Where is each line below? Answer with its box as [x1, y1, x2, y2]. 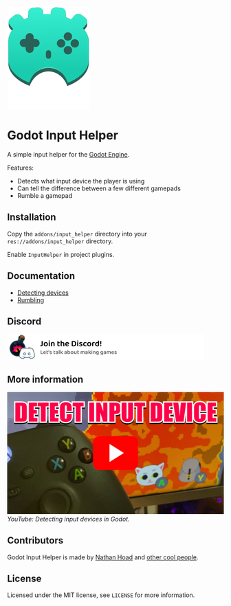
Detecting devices [16, 289, 69, 297]
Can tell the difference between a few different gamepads [16, 184, 181, 192]
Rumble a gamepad [16, 191, 73, 199]
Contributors [7, 535, 64, 546]
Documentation [7, 270, 76, 282]
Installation [7, 212, 56, 223]
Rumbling [16, 295, 45, 304]
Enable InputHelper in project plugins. [7, 250, 115, 258]
